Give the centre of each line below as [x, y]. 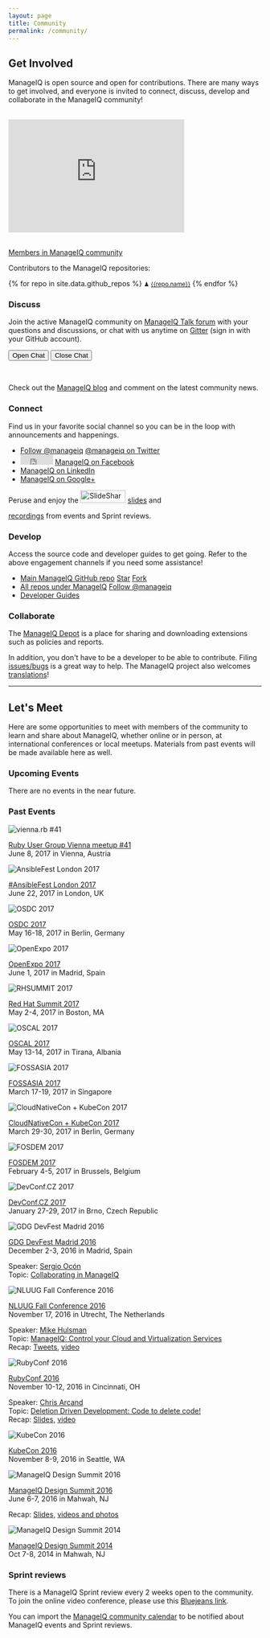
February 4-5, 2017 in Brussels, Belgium [74, 1171]
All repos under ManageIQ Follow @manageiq [96, 587]
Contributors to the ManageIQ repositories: [80, 268]
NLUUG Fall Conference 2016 [57, 1305]
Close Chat [72, 356]
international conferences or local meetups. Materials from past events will [132, 744]
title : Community [37, 23]
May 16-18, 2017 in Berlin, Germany [67, 933]
